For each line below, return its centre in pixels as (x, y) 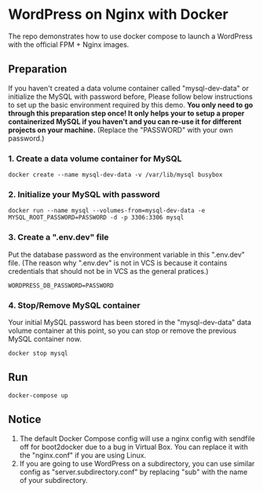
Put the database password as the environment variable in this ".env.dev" (127, 254)
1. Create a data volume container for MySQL (95, 159)
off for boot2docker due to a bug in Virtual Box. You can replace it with (134, 447)
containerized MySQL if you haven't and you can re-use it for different (125, 121)
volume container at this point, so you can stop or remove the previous (122, 330)
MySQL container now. (45, 338)
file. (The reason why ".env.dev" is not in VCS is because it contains (118, 263)
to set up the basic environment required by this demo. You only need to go (131, 104)
